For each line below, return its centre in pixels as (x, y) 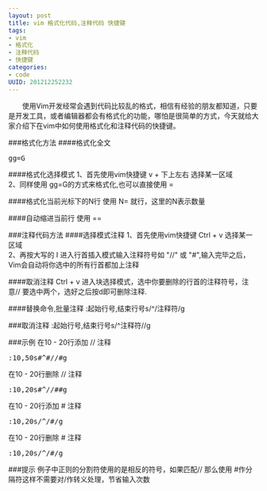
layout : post (30, 15)
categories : (28, 68)
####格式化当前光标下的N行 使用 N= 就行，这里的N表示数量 (107, 201)
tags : (17, 30)
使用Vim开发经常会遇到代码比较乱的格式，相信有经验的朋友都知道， (133, 106)
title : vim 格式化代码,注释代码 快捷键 (67, 23)
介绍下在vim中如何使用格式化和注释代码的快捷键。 (97, 126)
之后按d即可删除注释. (112, 292)
